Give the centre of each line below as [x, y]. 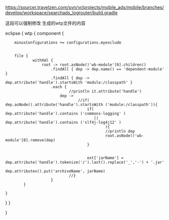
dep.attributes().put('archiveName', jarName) [55, 171]
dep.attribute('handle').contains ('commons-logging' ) [65, 114]
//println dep [120, 131]
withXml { [43, 60]
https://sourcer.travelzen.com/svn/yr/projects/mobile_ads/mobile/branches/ [84, 7]
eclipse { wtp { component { [35, 33]
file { [21, 56]
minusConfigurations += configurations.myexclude [68, 43]
